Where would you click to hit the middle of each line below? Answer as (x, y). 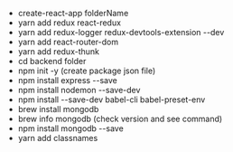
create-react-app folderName (73, 13)
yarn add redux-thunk (59, 52)
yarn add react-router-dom (68, 42)
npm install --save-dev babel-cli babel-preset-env (112, 100)
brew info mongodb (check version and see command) (120, 119)
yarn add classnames (58, 138)
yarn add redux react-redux (70, 23)
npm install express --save (67, 80)
